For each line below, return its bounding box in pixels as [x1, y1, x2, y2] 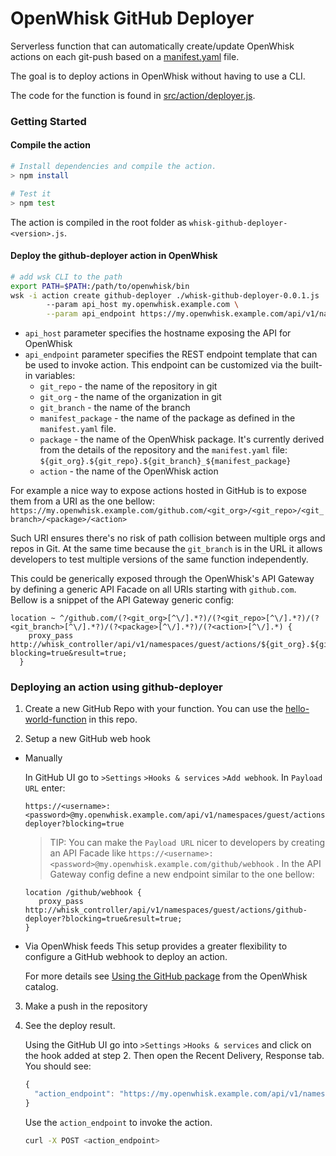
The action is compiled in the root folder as [10, 216, 187, 228]
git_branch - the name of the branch [39, 402, 191, 414]
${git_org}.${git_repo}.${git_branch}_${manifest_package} [39, 457, 292, 467]
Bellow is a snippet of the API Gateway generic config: [10, 594, 235, 606]
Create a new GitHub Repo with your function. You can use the [24, 703, 284, 715]
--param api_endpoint [46, 309, 137, 319]
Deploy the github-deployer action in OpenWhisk [10, 250, 218, 262]
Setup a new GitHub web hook [24, 733, 151, 745]
